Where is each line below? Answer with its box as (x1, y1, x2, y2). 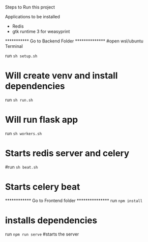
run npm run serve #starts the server (5, 231, 79, 237)
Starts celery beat (5, 181, 80, 192)
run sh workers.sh (5, 130, 42, 136)
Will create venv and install (5, 70, 118, 81)
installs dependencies (5, 214, 97, 226)
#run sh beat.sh (5, 164, 38, 170)
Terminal (5, 43, 23, 49)
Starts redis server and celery (5, 148, 129, 159)
